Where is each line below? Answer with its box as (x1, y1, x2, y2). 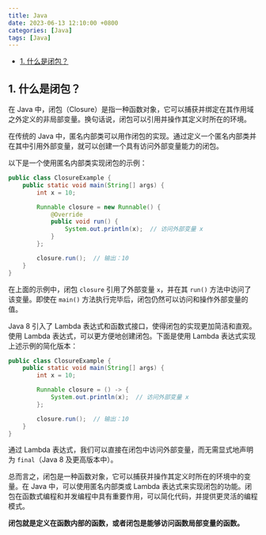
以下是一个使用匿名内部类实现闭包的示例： (8, 158, 147, 167)
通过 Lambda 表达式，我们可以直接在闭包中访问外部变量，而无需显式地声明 (8, 445, 253, 455)
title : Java (8, 11, 47, 20)
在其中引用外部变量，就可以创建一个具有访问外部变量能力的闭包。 (8, 141, 223, 151)
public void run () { (50, 217, 119, 226)
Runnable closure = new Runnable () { (36, 203, 161, 211)
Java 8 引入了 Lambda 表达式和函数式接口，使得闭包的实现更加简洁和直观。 (8, 321, 256, 330)
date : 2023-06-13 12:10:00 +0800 (8, 19, 119, 27)
